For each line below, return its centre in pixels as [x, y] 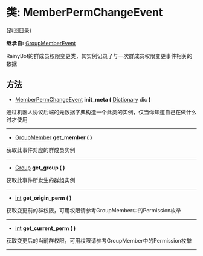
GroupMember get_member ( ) [53, 137]
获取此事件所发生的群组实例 [41, 180]
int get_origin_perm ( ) [43, 198]
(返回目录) [19, 30]
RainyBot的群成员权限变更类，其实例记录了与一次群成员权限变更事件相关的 [99, 56]
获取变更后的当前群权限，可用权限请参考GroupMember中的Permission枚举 [99, 240]
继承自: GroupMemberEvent [41, 43]
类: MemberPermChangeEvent [85, 12]
